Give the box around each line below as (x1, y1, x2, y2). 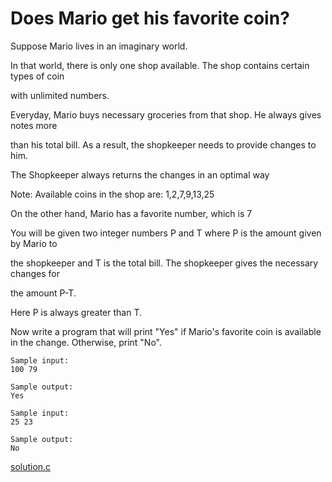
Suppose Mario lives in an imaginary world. (10, 40, 188, 52)
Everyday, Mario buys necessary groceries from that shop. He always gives (10, 108, 322, 121)
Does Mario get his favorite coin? (10, 7, 290, 30)
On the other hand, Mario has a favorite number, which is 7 (10, 207, 253, 219)
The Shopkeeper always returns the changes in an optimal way (10, 168, 270, 181)
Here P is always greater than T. (10, 306, 142, 318)
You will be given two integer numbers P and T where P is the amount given (10, 227, 322, 239)
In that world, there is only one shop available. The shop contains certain (10, 59, 310, 71)
